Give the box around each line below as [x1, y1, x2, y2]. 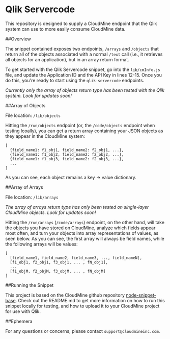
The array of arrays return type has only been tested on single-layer [5, 204, 149, 210]
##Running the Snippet [5, 282, 54, 288]
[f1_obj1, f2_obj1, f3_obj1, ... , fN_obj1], [10, 259, 108, 265]
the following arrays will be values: [5, 241, 78, 247]
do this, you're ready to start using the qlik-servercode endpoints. [5, 77, 145, 83]
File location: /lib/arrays [5, 194, 59, 200]
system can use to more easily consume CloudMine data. [5, 26, 126, 32]
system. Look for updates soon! [5, 92, 72, 99]
